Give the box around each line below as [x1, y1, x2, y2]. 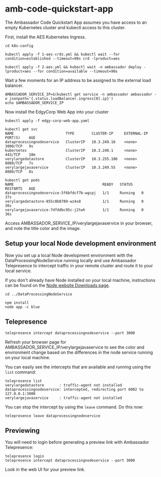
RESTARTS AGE [5, 186, 36, 191]
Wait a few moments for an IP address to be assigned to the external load [5, 77, 151, 83]
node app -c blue [5, 304, 40, 309]
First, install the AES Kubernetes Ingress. [5, 34, 86, 40]
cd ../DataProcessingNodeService [5, 292, 73, 296]
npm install [5, 300, 29, 305]
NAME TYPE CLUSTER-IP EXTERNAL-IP [5, 131, 148, 136]
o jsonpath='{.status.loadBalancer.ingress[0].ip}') [5, 96, 114, 101]
